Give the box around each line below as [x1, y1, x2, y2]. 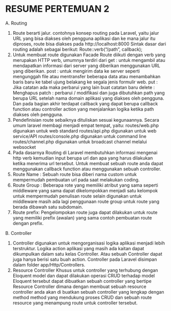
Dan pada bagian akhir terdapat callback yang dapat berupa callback [12, 100, 158, 106]
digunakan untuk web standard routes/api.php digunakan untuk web [12, 127, 157, 134]
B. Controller [5, 230, 32, 236]
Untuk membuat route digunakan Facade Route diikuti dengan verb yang [12, 52, 166, 58]
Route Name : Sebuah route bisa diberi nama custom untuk [12, 171, 137, 177]
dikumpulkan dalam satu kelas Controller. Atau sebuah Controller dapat [12, 251, 162, 257]
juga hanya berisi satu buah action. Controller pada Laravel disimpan [12, 256, 157, 262]
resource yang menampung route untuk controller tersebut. [12, 300, 138, 306]
